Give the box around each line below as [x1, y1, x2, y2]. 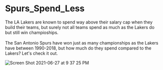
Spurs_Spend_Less [5, 3, 85, 14]
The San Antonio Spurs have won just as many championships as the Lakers [5, 40, 159, 46]
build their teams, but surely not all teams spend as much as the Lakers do [5, 24, 155, 30]
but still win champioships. [5, 29, 59, 35]
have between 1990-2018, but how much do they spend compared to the [5, 45, 152, 51]
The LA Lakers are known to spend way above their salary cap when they [5, 19, 153, 25]
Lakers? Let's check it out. [5, 50, 58, 56]
